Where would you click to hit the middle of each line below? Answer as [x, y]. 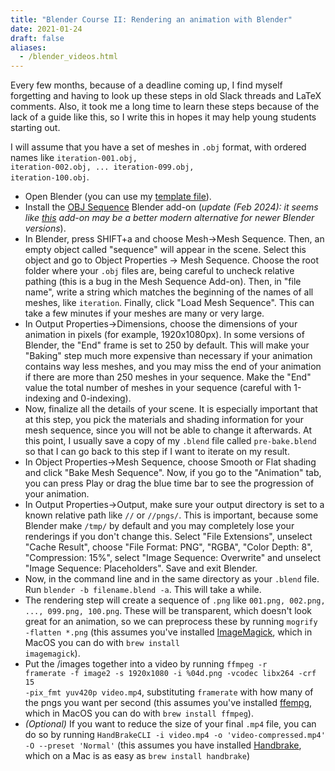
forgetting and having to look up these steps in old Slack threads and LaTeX [166, 96]
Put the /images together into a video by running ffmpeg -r [146, 664]
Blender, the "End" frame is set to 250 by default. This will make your [167, 345]
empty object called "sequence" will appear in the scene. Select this [165, 250]
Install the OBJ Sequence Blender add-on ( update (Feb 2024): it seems [171, 207]
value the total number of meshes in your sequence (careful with [158, 388]
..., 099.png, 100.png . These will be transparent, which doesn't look [168, 611]
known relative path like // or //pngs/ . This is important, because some [171, 515]
